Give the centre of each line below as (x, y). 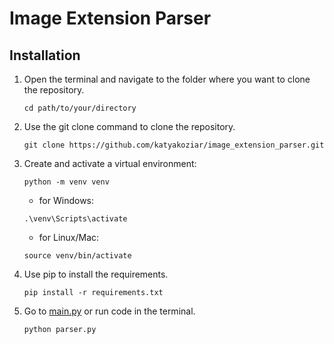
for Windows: (66, 200)
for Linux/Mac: (69, 237)
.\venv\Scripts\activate (75, 219)
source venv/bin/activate (77, 256)
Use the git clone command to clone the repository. (129, 126)
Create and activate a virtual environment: (110, 163)
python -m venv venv (66, 182)
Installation (45, 55)
